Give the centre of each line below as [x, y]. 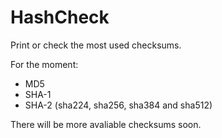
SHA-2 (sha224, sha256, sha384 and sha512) [118, 105]
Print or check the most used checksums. [96, 45]
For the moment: [44, 64]
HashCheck [60, 17]
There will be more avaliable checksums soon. [106, 124]
